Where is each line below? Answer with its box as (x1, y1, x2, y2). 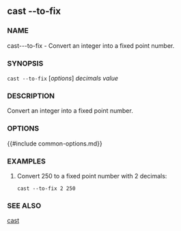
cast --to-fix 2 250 (16, 185, 76, 192)
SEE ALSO (7, 201, 42, 210)
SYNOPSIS (7, 58, 44, 68)
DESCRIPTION (7, 91, 55, 100)
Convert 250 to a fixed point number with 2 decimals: (16, 172, 167, 180)
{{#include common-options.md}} (7, 139, 102, 148)
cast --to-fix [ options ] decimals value (7, 74, 118, 82)
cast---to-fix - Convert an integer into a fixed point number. (7, 41, 175, 50)
